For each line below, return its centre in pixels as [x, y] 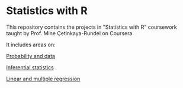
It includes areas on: [31, 45]
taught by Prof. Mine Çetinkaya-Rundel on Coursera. [70, 33]
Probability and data [30, 56]
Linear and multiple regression [43, 79]
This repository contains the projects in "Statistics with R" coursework [91, 27]
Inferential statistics [30, 67]
